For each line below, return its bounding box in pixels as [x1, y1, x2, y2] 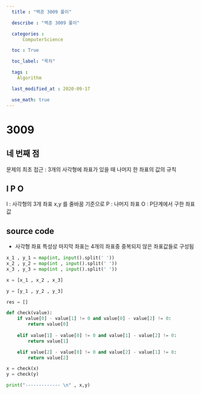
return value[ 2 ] [28, 355, 69, 361]
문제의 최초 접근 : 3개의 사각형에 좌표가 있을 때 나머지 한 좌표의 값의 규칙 [6, 165, 177, 173]
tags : [11, 69, 28, 76]
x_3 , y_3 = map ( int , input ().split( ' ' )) [6, 266, 118, 272]
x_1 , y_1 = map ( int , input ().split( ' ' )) [6, 255, 115, 261]
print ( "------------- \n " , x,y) [6, 382, 91, 389]
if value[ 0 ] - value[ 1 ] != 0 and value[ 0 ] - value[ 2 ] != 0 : [17, 316, 171, 322]
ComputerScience [22, 36, 63, 42]
